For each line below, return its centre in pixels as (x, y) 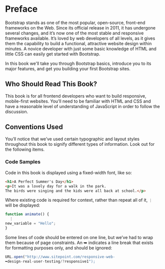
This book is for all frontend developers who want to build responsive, (76, 96)
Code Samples (23, 162)
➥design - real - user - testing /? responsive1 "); (50, 261)
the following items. (25, 149)
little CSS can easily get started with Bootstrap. (53, 54)
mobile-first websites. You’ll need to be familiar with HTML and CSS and (78, 101)
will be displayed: (23, 205)
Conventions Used (34, 127)
